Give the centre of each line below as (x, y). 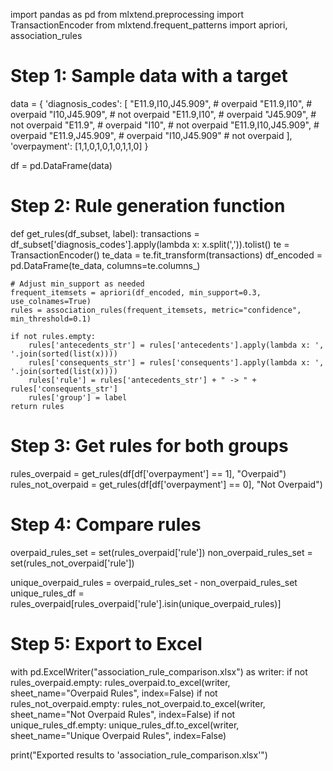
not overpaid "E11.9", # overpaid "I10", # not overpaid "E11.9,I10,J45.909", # (165, 125)
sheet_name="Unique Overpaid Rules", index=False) (118, 735)
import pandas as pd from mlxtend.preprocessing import (127, 14)
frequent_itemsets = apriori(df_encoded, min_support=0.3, (136, 292)
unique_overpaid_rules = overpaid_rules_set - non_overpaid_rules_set (154, 582)
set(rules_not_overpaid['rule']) (72, 563)
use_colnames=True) (51, 301)
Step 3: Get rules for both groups (149, 446)
